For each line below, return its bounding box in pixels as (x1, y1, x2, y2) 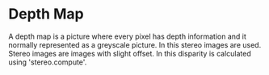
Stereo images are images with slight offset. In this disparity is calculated (8, 48, 252, 58)
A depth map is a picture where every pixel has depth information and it (8, 31, 246, 41)
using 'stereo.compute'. (8, 57, 87, 67)
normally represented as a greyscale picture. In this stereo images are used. (8, 40, 262, 49)
